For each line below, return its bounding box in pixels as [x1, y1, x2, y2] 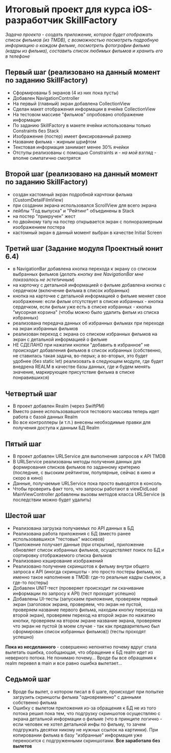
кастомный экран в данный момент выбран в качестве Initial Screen [12, 229, 162, 235]
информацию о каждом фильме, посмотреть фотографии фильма [5, 42, 150, 48]
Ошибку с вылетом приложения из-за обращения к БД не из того [12, 705, 157, 711]
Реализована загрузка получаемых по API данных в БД [12, 525, 134, 531]
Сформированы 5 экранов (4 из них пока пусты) [12, 90, 119, 96]
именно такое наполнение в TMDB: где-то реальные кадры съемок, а [12, 574, 166, 580]
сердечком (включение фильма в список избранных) [12, 288, 130, 294]
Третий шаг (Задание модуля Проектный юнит [5, 244, 163, 253]
